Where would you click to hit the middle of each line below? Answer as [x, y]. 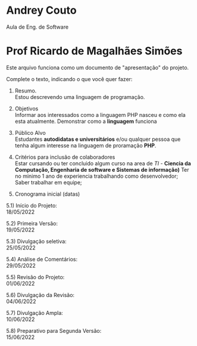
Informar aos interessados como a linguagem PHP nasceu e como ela [100, 115]
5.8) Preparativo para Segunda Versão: [54, 330]
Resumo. [26, 91]
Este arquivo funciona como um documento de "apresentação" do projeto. [98, 67]
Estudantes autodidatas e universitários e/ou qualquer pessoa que [98, 139]
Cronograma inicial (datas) [47, 194]
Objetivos [26, 109]
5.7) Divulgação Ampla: [35, 313]
